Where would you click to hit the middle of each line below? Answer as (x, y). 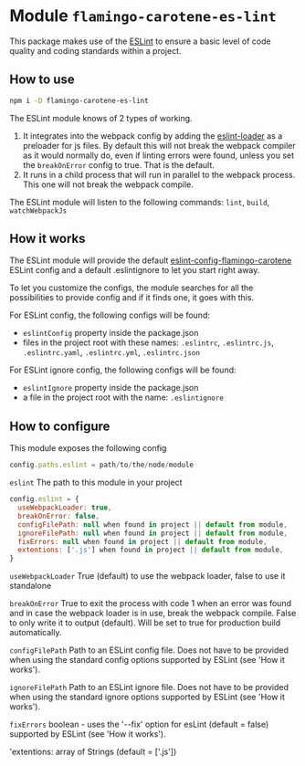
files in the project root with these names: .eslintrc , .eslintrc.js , (148, 342)
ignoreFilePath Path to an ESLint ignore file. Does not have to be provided (149, 687)
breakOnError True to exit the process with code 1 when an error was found (151, 603)
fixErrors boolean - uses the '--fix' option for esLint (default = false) (139, 724)
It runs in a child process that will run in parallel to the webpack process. (159, 174)
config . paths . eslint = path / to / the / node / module (102, 465)
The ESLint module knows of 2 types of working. (101, 118)
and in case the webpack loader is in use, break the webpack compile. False (153, 614)
